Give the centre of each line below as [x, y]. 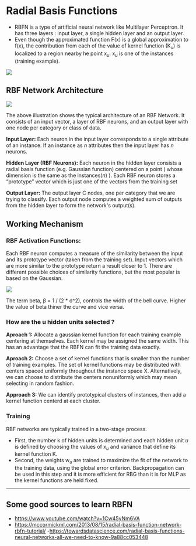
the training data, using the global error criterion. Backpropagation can [99, 468]
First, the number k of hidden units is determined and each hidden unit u [101, 440]
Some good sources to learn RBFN [69, 504]
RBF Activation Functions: [43, 240]
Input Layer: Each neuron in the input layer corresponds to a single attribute [97, 139]
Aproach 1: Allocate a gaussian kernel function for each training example [94, 335]
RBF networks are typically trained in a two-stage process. [76, 429]
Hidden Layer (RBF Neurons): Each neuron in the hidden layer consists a [94, 163]
